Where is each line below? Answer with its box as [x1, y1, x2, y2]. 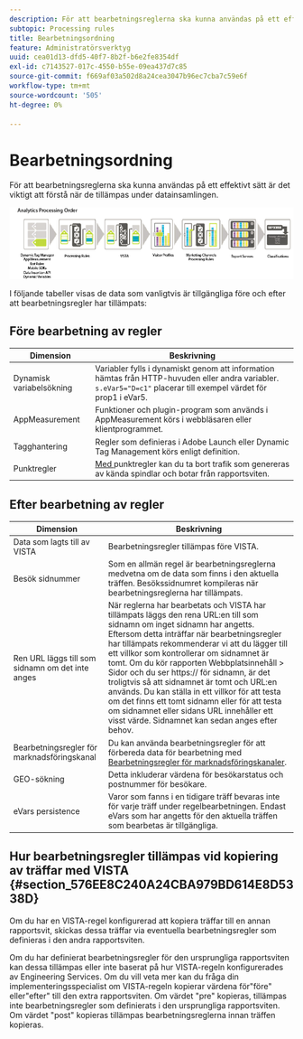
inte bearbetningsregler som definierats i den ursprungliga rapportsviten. [9, 999, 280, 1011]
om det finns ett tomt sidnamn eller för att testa [107, 696, 282, 707]
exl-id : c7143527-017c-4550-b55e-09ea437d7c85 [9, 62, 188, 71]
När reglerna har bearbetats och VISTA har [107, 600, 267, 611]
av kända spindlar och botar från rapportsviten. [95, 468, 271, 479]
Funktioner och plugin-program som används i [95, 405, 269, 416]
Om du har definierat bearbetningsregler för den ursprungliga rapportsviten [9, 951, 290, 962]
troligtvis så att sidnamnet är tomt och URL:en [107, 677, 278, 688]
